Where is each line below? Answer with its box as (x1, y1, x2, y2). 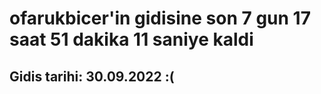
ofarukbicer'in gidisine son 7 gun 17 (9, 7, 311, 30)
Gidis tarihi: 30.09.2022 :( (9, 68, 175, 85)
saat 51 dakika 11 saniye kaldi (9, 28, 254, 51)
